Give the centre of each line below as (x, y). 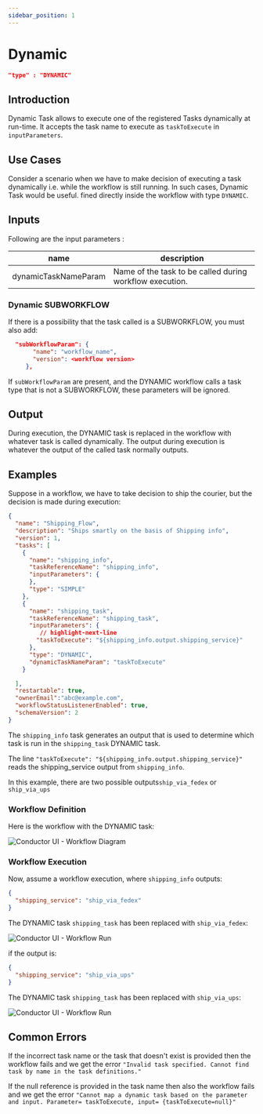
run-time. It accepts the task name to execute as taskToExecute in (114, 127)
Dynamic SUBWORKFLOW (59, 304)
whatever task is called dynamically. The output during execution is (117, 442)
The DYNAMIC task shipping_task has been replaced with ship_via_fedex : (128, 923)
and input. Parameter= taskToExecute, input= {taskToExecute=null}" (122, 1102)
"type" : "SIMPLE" (57, 589)
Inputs (24, 220)
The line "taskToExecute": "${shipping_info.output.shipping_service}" (125, 759)
